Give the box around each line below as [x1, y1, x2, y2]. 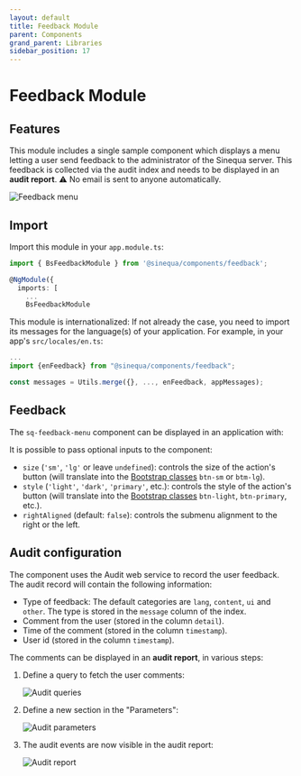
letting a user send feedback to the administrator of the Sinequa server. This [9, 155, 293, 166]
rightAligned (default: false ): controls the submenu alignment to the [22, 509, 278, 520]
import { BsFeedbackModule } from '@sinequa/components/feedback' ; [9, 259, 269, 268]
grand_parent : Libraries [9, 38, 103, 48]
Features [9, 121, 60, 136]
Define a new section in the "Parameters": [22, 704, 178, 715]
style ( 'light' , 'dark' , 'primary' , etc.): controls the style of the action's [22, 480, 292, 491]
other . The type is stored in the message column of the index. [22, 606, 247, 616]
